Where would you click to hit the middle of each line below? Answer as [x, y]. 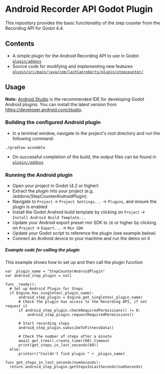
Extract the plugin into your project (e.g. [53, 191]
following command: [33, 138]
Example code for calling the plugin [42, 249]
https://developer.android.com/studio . [44, 110]
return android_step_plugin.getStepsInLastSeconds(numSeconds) [76, 367]
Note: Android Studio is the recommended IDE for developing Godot [75, 99]
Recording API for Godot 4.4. [35, 28]
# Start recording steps [44, 323]
